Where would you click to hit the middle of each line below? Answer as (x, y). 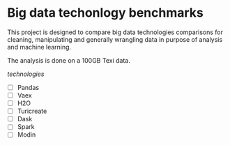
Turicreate (32, 111)
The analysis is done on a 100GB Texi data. (69, 60)
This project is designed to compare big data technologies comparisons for (115, 32)
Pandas (28, 87)
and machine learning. (39, 47)
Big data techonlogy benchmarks (105, 13)
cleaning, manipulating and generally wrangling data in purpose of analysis (115, 39)
